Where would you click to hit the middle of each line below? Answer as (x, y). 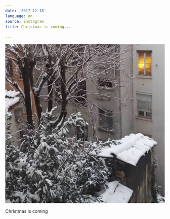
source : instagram (25, 21)
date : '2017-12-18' (26, 11)
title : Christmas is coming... (38, 27)
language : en (19, 16)
